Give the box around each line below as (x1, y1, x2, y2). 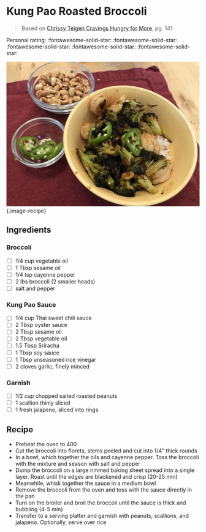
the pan (15, 493, 35, 500)
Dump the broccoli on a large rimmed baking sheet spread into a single (15, 466, 195, 474)
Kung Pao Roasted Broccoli (6, 4, 147, 18)
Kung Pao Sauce (6, 300, 56, 309)
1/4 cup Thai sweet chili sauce (15, 314, 92, 322)
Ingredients (6, 225, 51, 235)
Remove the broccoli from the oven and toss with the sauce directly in (15, 486, 192, 493)
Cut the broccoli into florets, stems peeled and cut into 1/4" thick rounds (15, 447, 197, 454)
